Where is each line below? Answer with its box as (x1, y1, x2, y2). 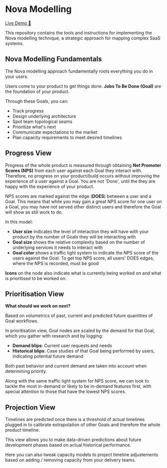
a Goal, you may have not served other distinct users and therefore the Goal (5, 203, 161, 209)
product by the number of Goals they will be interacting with (12, 233, 136, 239)
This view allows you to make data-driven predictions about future (5, 436, 142, 443)
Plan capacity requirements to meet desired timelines (12, 134, 122, 140)
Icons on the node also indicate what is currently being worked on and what (5, 270, 162, 276)
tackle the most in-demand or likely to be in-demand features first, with (5, 383, 152, 389)
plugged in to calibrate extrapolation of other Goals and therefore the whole (5, 421, 161, 428)
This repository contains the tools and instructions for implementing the (5, 29, 152, 35)
